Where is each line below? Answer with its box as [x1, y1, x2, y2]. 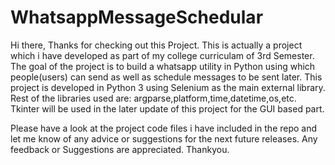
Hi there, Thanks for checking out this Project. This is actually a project [10, 39, 303, 51]
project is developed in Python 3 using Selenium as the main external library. [10, 81, 326, 93]
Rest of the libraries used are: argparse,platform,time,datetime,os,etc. [10, 92, 297, 104]
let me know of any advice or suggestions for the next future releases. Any [10, 132, 318, 145]
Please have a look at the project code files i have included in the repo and [10, 122, 318, 134]
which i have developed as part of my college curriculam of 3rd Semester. [10, 49, 315, 61]
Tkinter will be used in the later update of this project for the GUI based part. [10, 102, 325, 115]
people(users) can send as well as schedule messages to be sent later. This [10, 71, 323, 83]
